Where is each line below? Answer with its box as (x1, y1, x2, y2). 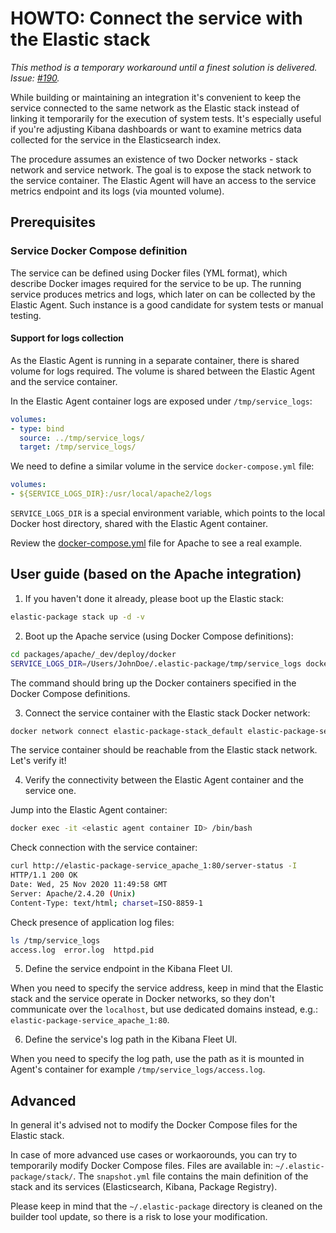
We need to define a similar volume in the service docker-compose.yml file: (10, 460, 315, 472)
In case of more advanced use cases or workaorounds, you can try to (10, 1149, 298, 1161)
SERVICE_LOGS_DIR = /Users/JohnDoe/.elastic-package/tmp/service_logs (10, 658, 302, 669)
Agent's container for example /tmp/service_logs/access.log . (10, 1063, 266, 1076)
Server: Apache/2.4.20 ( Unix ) (10, 888, 137, 899)
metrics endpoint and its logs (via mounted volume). (10, 185, 225, 197)
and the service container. (10, 375, 118, 387)
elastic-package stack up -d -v (10, 612, 145, 622)
